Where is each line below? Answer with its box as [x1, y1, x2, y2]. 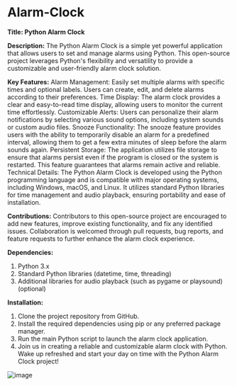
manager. [17, 327, 46, 335]
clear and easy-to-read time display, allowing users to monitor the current [7, 100, 223, 108]
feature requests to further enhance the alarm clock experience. [7, 234, 195, 243]
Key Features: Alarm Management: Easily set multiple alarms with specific [7, 77, 225, 86]
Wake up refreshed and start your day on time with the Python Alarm [17, 349, 219, 358]
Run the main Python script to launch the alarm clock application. [17, 334, 209, 343]
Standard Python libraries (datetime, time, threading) [17, 269, 172, 278]
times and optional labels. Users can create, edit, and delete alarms [7, 85, 204, 93]
